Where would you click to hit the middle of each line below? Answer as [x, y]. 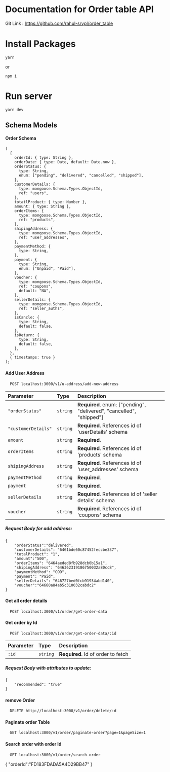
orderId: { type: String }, [44, 158]
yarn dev [14, 110]
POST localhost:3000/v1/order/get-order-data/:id [63, 633]
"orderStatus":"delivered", [44, 545]
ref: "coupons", [36, 287]
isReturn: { [27, 335]
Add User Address [25, 373]
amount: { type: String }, [43, 206]
